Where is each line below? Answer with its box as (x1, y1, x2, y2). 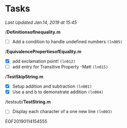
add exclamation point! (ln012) (12, 58, 76, 64)
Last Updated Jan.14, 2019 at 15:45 (5, 19, 77, 25)
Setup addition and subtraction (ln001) (12, 83, 92, 89)
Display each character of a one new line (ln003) (12, 109, 113, 115)
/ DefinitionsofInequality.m (5, 29, 61, 35)
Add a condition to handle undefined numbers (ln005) (12, 38, 123, 45)
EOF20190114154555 (5, 119, 48, 125)
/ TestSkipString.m (5, 74, 43, 80)
